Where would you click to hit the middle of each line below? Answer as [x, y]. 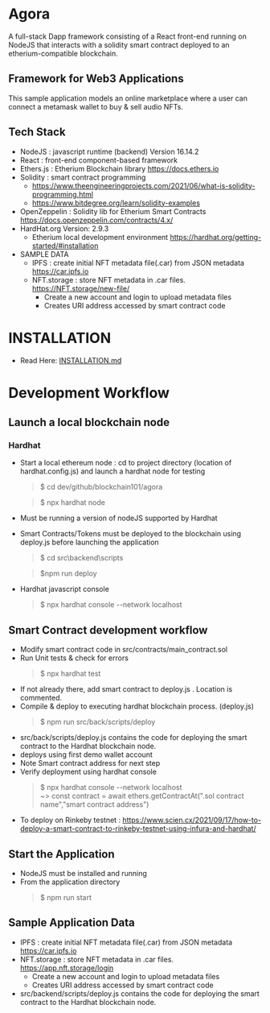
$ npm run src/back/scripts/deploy [98, 722]
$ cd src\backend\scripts [82, 558]
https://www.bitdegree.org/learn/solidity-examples [116, 203]
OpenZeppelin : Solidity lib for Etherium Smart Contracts [113, 211]
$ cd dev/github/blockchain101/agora [101, 487]
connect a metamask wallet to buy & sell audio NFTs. [96, 106]
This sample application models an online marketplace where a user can [128, 98]
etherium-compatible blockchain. [63, 53]
